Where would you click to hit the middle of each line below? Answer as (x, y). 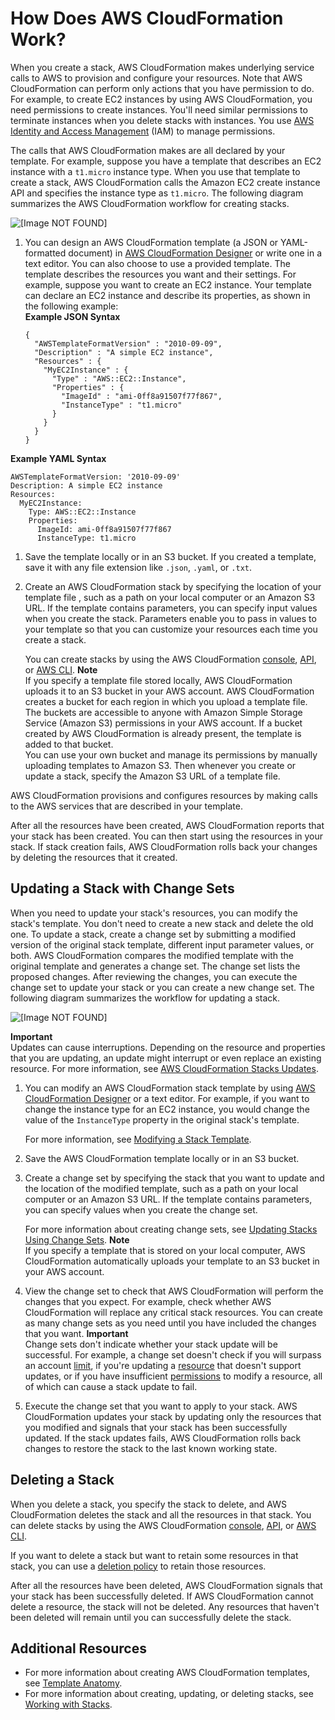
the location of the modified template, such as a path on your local (161, 1188)
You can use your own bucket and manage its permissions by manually (171, 754)
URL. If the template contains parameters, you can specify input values (171, 608)
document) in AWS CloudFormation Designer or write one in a (195, 253)
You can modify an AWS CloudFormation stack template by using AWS (170, 1088)
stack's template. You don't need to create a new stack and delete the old (162, 923)
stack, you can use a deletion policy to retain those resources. (138, 1566)
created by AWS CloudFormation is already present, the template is (163, 733)
